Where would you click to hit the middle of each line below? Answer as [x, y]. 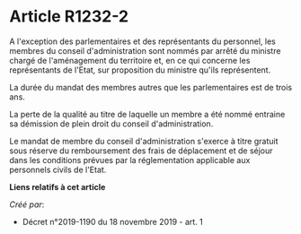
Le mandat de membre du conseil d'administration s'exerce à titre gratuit [144, 141]
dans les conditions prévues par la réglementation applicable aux [130, 160]
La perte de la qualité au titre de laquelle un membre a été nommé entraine [147, 114]
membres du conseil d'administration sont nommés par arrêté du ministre [145, 50]
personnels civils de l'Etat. [58, 169]
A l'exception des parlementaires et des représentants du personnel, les [142, 41]
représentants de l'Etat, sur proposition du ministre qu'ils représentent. [140, 70]
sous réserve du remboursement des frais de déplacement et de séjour [141, 151]
